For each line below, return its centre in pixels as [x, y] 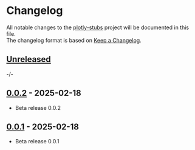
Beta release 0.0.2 [38, 107]
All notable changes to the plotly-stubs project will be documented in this [98, 27]
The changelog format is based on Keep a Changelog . [74, 40]
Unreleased [29, 59]
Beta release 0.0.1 [37, 141]
